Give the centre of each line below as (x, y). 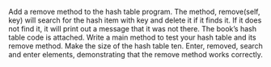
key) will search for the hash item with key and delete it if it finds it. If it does (135, 20)
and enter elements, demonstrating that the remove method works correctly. (135, 54)
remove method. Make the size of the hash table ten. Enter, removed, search (135, 46)
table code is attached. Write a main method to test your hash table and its (132, 37)
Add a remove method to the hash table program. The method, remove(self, (134, 12)
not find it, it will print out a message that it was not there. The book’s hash (133, 29)
